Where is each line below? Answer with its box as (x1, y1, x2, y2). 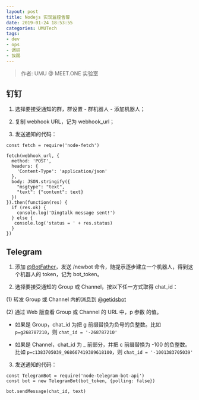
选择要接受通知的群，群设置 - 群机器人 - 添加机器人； (14, 105, 146, 113)
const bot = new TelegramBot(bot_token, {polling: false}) (6, 378, 156, 384)
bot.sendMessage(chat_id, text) (6, 389, 86, 395)
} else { (11, 215, 33, 221)
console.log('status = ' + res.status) (14, 220, 113, 226)
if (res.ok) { (11, 205, 46, 211)
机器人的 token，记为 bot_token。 (20, 271, 103, 278)
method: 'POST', (11, 158, 52, 164)
